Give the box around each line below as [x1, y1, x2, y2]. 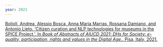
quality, [5, 36, 21, 42]
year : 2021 [5, 7, 28, 12]
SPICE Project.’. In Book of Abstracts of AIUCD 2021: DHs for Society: [5, 31, 147, 37]
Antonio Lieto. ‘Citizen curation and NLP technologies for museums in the [5, 25, 154, 32]
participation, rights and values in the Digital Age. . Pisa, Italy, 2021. [21, 36, 158, 42]
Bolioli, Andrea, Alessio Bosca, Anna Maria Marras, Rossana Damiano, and [5, 21, 157, 26]
